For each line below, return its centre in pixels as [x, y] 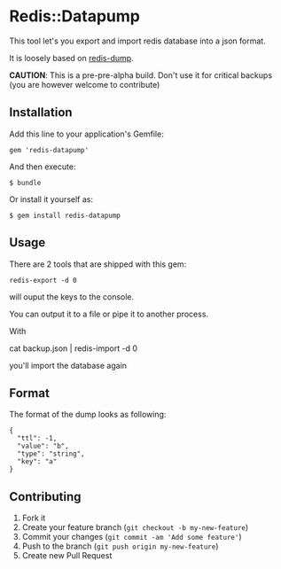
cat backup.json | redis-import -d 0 [74, 348]
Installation [41, 113]
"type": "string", [51, 454]
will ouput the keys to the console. [72, 296]
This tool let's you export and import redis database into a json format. [137, 41]
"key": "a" [37, 462]
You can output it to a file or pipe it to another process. [109, 314]
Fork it [34, 518]
